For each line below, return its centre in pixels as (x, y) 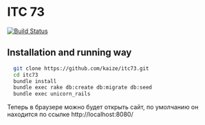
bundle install (35, 81)
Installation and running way (69, 53)
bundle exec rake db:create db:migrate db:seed (83, 88)
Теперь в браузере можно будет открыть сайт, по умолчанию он (103, 107)
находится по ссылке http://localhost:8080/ (70, 115)
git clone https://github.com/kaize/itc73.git (81, 68)
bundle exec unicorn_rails (52, 94)
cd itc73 (26, 75)
